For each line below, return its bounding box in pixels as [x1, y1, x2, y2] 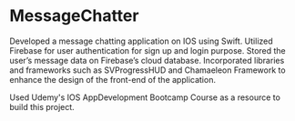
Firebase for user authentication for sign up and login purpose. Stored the [9, 45, 287, 55]
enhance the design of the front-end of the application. [9, 74, 217, 85]
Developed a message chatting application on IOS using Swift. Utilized [9, 35, 273, 46]
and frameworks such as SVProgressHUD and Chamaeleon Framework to [9, 65, 286, 76]
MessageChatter [9, 5, 139, 26]
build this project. [9, 101, 75, 112]
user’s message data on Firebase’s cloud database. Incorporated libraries [9, 55, 285, 66]
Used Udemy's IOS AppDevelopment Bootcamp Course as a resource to [9, 92, 280, 103]
